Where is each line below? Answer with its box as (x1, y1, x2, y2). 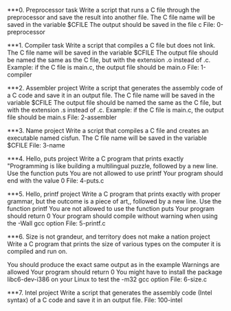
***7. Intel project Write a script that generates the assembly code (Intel (7, 289, 212, 297)
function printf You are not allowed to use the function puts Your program (7, 205, 214, 212)
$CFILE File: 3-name (7, 141, 65, 149)
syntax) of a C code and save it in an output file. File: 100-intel (7, 296, 183, 304)
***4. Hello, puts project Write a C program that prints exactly (7, 154, 184, 163)
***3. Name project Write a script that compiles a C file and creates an (7, 127, 209, 134)
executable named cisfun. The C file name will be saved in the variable (7, 134, 208, 142)
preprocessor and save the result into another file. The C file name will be (7, 13, 215, 21)
